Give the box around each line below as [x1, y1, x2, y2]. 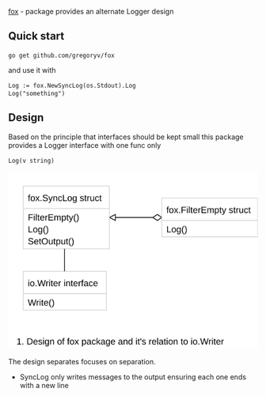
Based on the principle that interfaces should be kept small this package [8, 132, 244, 141]
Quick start [8, 29, 65, 43]
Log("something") [8, 89, 66, 97]
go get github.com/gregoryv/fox [8, 51, 115, 59]
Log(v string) [8, 157, 55, 164]
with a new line [19, 380, 70, 390]
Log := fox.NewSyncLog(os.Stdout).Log [8, 81, 136, 89]
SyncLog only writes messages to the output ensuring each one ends [19, 371, 247, 382]
